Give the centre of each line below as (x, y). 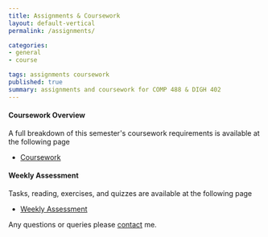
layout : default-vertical (52, 23)
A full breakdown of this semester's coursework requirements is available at (134, 133)
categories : (28, 45)
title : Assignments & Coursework (64, 16)
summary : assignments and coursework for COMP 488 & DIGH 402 (115, 89)
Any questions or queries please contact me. (82, 225)
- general (25, 53)
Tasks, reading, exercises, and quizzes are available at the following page (130, 194)
